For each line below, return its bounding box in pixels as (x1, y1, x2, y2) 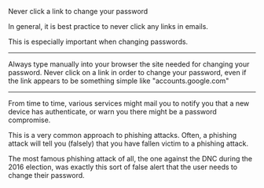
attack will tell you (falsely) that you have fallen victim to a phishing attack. (8, 139, 249, 148)
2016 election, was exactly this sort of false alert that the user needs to (8, 162, 238, 172)
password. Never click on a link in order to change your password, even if (8, 68, 247, 77)
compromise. (8, 115, 51, 125)
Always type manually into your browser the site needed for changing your (8, 60, 250, 69)
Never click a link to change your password (8, 7, 148, 16)
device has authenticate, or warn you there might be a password (8, 107, 218, 116)
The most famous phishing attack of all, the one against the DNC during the (8, 154, 253, 163)
